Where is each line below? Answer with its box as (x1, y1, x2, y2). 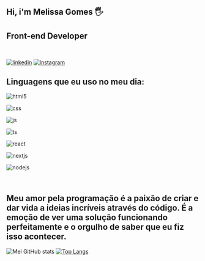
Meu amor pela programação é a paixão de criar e (6, 193, 199, 204)
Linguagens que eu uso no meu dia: (6, 76, 145, 87)
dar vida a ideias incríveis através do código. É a (6, 203, 193, 213)
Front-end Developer (6, 31, 88, 41)
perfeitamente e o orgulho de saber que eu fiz (6, 222, 185, 232)
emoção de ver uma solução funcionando (6, 212, 168, 223)
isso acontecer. (6, 232, 67, 242)
